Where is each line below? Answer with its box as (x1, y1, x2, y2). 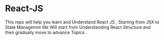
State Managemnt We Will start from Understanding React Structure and (5, 24, 151, 30)
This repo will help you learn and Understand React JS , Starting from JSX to (5, 19, 160, 25)
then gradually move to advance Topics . (5, 29, 87, 35)
